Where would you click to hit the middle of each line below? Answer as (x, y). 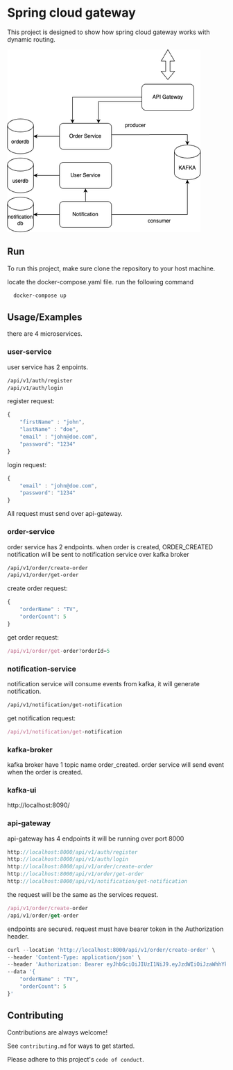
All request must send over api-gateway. (65, 514)
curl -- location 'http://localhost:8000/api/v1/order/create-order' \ (111, 950)
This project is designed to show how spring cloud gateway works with (109, 32)
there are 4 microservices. (45, 334)
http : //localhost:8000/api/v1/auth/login (68, 859)
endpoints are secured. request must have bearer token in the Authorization (115, 929)
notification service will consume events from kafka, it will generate (103, 683)
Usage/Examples (45, 317)
